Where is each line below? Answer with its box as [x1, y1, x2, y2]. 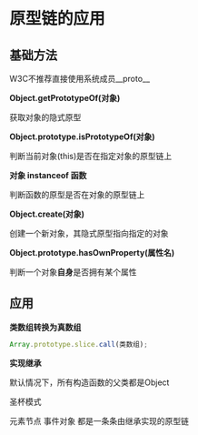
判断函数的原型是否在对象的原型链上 [9, 189, 145, 200]
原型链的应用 [9, 8, 106, 29]
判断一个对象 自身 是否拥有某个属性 [9, 267, 137, 278]
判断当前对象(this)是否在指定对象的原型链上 [9, 151, 173, 161]
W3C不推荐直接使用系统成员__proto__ [9, 74, 151, 84]
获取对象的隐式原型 [9, 112, 82, 123]
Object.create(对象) [9, 208, 84, 219]
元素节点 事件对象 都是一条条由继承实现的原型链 [9, 415, 189, 426]
